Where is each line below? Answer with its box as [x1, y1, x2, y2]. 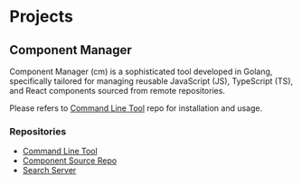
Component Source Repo [22, 155, 118, 166]
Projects [9, 6, 74, 27]
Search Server [22, 165, 77, 176]
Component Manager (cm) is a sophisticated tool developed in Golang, [9, 66, 273, 77]
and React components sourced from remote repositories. [9, 86, 226, 96]
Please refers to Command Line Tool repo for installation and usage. [9, 103, 263, 114]
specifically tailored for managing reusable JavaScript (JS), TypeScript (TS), [9, 76, 294, 87]
